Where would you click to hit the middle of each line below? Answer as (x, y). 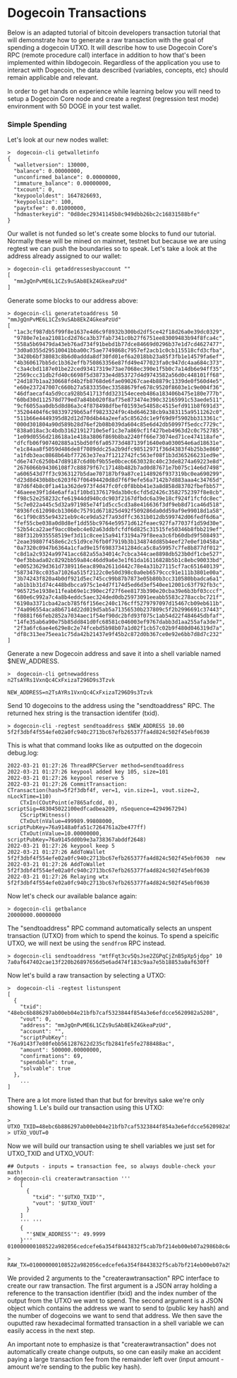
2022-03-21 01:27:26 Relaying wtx (58, 877)
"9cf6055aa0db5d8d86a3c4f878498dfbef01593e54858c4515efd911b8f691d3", (120, 406)
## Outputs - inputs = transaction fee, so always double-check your (112, 1166)
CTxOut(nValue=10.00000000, (61, 834)
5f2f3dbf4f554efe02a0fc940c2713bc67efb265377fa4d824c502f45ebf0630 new (116, 858)
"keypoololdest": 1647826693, (58, 196)
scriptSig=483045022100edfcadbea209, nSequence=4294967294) (98, 809)
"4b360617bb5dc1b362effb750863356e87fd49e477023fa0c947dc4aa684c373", (120, 363)
